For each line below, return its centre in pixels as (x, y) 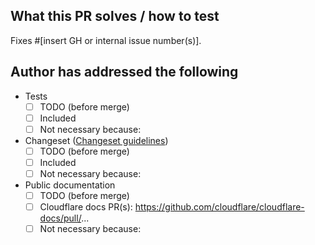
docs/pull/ (60, 218)
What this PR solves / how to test (115, 16)
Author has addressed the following (124, 72)
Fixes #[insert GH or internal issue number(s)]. (106, 40)
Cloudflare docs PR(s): (86, 207)
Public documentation (70, 185)
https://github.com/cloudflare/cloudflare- (219, 207)
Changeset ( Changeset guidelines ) (96, 140)
